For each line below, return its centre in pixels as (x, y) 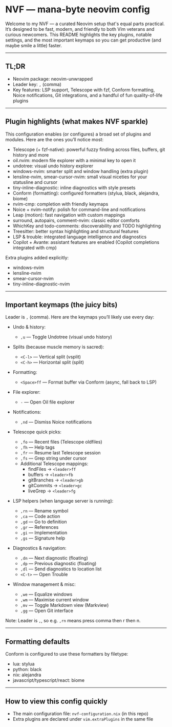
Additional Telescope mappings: (54, 464)
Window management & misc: (44, 584)
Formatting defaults (38, 642)
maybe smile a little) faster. (34, 45)
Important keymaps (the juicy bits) (61, 305)
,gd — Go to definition (44, 522)
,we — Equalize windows (46, 595)
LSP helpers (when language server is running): (63, 501)
